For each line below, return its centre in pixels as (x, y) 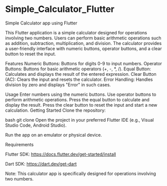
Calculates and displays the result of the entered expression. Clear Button (81, 74)
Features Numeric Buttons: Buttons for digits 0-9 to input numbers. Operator (83, 63)
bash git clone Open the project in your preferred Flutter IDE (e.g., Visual (80, 120)
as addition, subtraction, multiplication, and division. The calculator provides (83, 43)
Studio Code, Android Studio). (36, 125)
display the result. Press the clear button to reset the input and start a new (81, 105)
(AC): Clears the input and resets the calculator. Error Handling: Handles (79, 79)
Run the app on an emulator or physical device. (54, 135)
